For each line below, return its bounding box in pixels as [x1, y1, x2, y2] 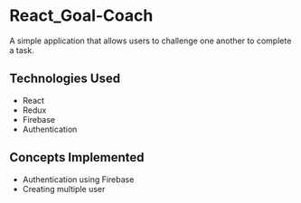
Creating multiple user [22, 183, 106, 194]
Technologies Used [9, 71, 120, 87]
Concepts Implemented [9, 150, 145, 165]
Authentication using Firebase [22, 173, 135, 185]
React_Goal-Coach [9, 5, 154, 26]
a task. [9, 44, 34, 55]
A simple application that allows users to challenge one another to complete [9, 35, 292, 46]
